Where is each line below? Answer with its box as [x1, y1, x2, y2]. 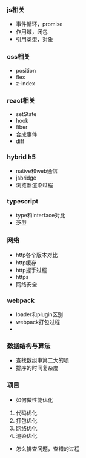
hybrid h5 [7, 153, 36, 161]
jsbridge [15, 174, 37, 181]
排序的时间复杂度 [15, 365, 59, 372]
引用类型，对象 [15, 35, 53, 43]
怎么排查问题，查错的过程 [15, 445, 80, 453]
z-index [15, 79, 35, 87]
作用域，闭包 [15, 28, 48, 35]
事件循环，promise [15, 20, 63, 28]
